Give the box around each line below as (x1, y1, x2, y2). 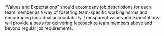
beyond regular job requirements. (5, 25, 73, 31)
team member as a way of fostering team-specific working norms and (5, 9, 148, 15)
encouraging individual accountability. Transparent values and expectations (5, 15, 159, 20)
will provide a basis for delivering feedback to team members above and (5, 20, 152, 26)
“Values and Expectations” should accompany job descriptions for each (5, 4, 151, 10)
